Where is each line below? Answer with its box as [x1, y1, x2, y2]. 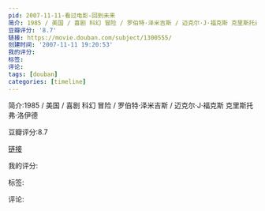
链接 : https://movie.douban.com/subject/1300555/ [8, 33, 172, 42]
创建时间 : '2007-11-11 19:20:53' [8, 41, 114, 49]
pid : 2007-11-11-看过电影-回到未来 [8, 11, 116, 20]
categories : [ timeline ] [8, 77, 87, 85]
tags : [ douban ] [8, 70, 58, 78]
